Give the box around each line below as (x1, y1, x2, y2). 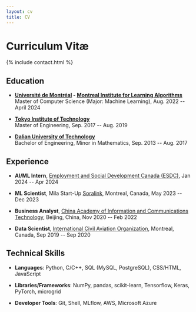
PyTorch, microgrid (14, 288, 61, 295)
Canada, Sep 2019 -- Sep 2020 (14, 231, 91, 238)
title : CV (6, 14, 31, 20)
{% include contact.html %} (6, 59, 74, 66)
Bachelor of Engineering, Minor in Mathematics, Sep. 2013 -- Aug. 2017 (14, 140, 188, 147)
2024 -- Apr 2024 (14, 178, 59, 185)
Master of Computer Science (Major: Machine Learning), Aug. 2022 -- (14, 98, 185, 105)
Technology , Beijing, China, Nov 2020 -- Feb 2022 (14, 214, 137, 221)
